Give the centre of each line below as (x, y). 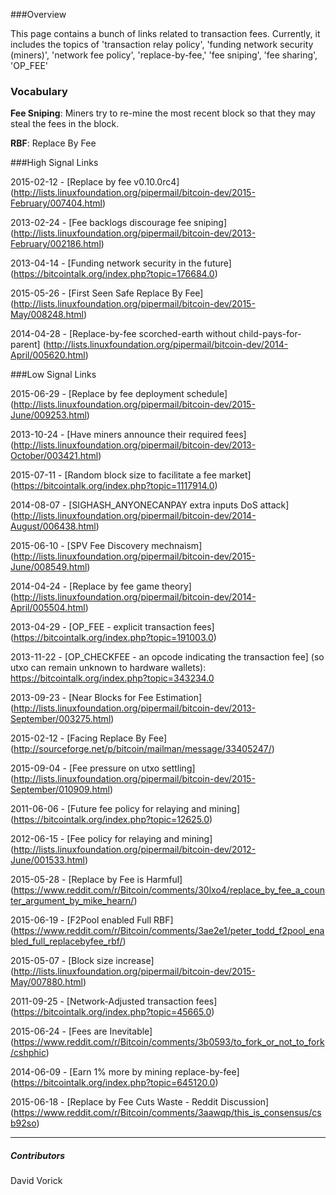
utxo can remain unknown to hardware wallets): (108, 668)
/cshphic (28, 1053)
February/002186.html (56, 244)
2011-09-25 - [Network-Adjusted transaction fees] (114, 1001)
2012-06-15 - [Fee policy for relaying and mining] (111, 839)
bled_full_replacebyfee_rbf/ (66, 941)
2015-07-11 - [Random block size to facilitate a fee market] (131, 475)
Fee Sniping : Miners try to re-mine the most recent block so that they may (163, 113)
